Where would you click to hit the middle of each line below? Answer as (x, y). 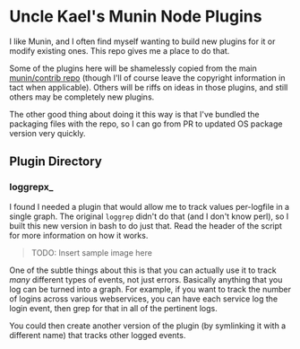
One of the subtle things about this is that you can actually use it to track (143, 270)
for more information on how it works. (79, 235)
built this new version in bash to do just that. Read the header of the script (146, 225)
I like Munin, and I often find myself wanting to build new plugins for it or (142, 41)
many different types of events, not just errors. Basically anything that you (146, 279)
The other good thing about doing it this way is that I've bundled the (134, 114)
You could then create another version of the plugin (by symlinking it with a (148, 326)
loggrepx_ (31, 188)
